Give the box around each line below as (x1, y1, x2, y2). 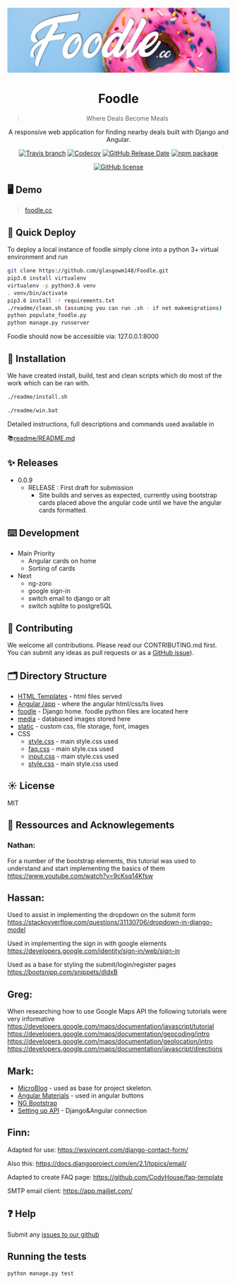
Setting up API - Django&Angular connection (17, 1106, 147, 1115)
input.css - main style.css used (28, 752, 119, 761)
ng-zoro (28, 580, 52, 588)
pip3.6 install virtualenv (7, 275, 87, 282)
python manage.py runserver (7, 319, 90, 327)
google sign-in (28, 587, 71, 595)
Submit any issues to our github (7, 1230, 100, 1239)
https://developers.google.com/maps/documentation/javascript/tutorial (7, 1022, 214, 1031)
